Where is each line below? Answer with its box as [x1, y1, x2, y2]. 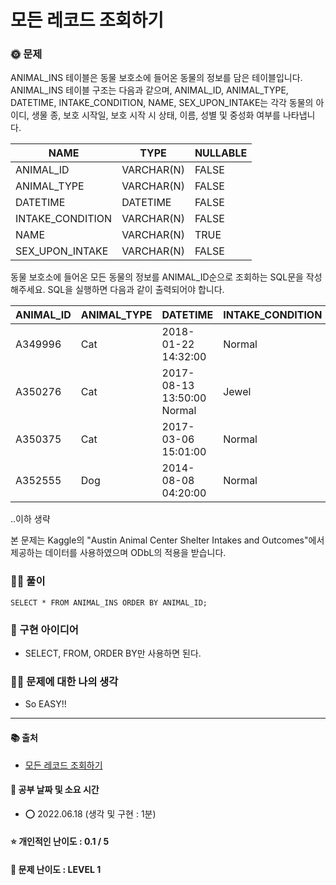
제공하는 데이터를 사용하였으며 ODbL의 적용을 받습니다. [10, 547, 227, 559]
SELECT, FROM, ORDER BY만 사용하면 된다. [24, 647, 202, 660]
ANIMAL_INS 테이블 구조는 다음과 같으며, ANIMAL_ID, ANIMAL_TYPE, [10, 84, 289, 96]
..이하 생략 [10, 513, 51, 525]
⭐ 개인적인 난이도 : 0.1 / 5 [10, 836, 110, 848]
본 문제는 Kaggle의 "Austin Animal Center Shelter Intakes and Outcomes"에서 [10, 534, 325, 546]
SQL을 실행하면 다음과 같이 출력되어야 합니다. [47, 284, 225, 296]
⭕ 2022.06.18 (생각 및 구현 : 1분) [24, 807, 157, 820]
